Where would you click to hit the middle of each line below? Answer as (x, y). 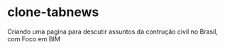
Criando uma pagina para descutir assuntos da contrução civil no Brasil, (113, 31)
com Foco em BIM (34, 38)
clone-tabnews (53, 12)
